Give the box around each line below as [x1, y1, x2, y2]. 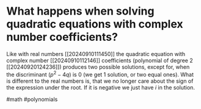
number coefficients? [6, 30, 118, 44]
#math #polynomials [6, 96, 58, 103]
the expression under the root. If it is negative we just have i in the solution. [6, 83, 196, 91]
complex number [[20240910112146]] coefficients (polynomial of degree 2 [6, 57, 194, 64]
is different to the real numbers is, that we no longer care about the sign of [6, 77, 194, 85]
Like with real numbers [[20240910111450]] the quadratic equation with [6, 50, 185, 57]
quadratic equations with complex [6, 17, 183, 31]
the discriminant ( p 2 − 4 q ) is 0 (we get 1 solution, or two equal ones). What [6, 69, 194, 78]
